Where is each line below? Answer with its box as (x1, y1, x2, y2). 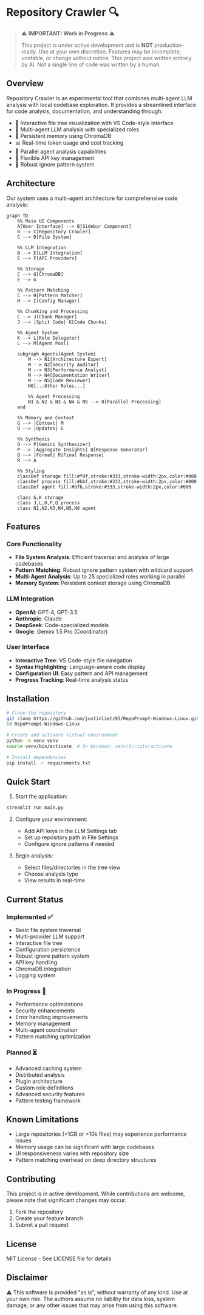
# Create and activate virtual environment (6, 732, 118, 738)
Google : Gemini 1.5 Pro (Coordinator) (15, 628, 108, 635)
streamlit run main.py (6, 805, 64, 811)
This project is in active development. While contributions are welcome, (6, 1190, 185, 1198)
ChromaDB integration (15, 965, 71, 973)
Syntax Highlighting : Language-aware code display (15, 663, 146, 670)
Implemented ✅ (6, 913, 53, 921)
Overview (6, 78, 44, 89)
